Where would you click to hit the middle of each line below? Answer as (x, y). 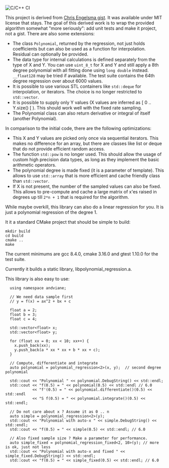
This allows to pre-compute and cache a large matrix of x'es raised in (85, 192)
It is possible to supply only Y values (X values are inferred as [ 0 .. (82, 102)
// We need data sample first (41, 297)
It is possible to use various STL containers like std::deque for (77, 86)
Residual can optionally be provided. (50, 54)
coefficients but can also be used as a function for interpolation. (79, 49)
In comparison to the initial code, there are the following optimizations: (78, 128)
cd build (14, 236)
